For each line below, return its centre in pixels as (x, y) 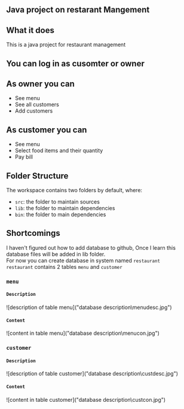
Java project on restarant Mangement (78, 10)
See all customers (37, 105)
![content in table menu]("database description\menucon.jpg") (83, 333)
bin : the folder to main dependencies (60, 214)
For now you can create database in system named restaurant (83, 260)
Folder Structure (37, 176)
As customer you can (47, 130)
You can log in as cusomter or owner (75, 63)
